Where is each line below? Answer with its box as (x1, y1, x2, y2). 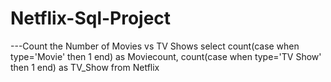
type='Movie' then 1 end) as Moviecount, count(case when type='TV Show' (10, 50, 322, 62)
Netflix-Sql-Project (10, 7, 172, 30)
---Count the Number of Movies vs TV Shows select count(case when (10, 40, 300, 52)
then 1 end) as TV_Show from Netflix (10, 61, 160, 73)
